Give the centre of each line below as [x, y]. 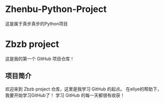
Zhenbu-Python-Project [56, 9]
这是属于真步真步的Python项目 [37, 23]
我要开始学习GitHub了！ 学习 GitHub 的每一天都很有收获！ [65, 95]
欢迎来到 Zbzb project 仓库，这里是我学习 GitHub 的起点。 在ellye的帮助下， [83, 89]
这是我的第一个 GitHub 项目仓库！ [40, 58]
